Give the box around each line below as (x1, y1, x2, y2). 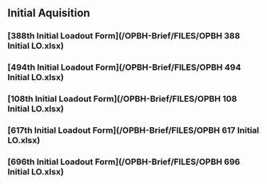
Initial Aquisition (7, 6, 90, 20)
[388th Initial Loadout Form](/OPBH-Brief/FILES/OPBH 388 (7, 30, 241, 42)
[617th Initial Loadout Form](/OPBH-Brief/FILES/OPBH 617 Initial (7, 125, 260, 136)
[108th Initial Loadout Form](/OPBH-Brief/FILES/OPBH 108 (7, 94, 237, 105)
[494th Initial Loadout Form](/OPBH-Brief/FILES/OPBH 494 (7, 62, 241, 73)
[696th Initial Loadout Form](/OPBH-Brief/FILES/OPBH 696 (7, 156, 241, 167)
